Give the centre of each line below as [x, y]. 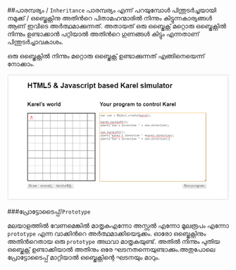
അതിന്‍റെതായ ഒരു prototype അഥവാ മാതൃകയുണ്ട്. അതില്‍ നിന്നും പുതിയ [114, 241]
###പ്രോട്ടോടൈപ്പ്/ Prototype [49, 211]
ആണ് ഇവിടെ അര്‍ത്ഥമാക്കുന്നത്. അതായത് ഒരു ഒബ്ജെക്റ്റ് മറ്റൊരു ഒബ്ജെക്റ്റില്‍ [117, 26]
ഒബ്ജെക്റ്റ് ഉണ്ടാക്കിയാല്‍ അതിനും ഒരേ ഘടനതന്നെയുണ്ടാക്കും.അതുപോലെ [111, 249]
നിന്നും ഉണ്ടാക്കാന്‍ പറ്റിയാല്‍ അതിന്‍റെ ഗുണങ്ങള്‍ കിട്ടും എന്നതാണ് [103, 34]
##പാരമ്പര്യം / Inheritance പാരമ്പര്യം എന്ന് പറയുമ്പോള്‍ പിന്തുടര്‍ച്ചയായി [112, 10]
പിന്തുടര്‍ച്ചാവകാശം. [35, 42]
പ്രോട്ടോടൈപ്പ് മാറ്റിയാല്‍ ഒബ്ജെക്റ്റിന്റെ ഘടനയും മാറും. [83, 257]
